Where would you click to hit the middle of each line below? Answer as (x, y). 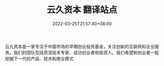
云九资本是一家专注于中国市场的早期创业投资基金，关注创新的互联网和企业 (80, 46)
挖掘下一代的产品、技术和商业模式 (39, 58)
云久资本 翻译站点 (82, 10)
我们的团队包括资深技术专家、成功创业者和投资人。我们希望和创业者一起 (86, 52)
